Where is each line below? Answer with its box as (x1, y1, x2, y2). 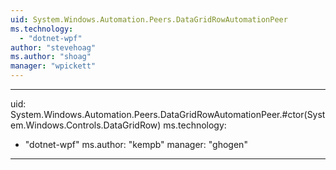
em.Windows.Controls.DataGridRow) (10, 119, 162, 131)
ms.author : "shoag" (10, 52, 92, 62)
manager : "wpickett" (10, 61, 97, 71)
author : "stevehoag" (10, 42, 97, 53)
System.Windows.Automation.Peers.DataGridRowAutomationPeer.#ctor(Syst (10, 109, 326, 120)
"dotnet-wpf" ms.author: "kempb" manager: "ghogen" (24, 139, 248, 150)
